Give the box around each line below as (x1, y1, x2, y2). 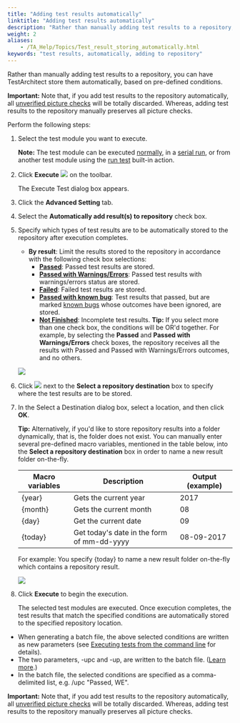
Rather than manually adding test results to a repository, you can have (7, 69, 214, 79)
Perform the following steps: (7, 120, 91, 129)
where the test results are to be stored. (17, 389, 133, 397)
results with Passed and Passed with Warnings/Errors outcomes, (39, 346, 230, 354)
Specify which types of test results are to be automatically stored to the (17, 226, 229, 234)
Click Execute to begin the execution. (17, 589, 129, 598)
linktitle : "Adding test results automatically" (7, 17, 155, 24)
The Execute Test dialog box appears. (17, 184, 130, 193)
